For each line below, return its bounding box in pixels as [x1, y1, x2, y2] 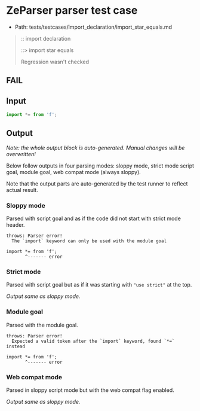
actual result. [6, 186, 38, 193]
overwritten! [6, 150, 36, 157]
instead [6, 343, 26, 349]
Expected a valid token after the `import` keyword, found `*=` [11, 338, 175, 344]
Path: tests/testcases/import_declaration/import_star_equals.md [14, 23, 172, 31]
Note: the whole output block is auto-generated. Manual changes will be [6, 144, 185, 151]
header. [6, 221, 25, 229]
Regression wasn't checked [20, 58, 90, 65]
